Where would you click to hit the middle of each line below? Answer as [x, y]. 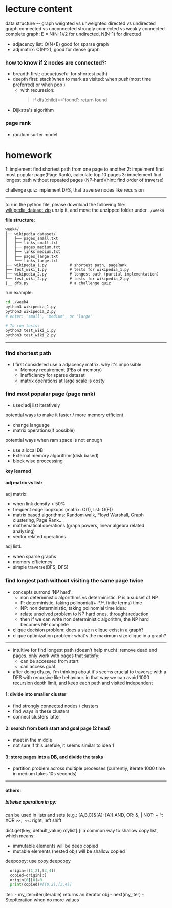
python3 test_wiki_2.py [31, 335]
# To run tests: [23, 326]
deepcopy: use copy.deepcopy [38, 861]
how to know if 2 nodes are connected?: [56, 62]
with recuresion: [37, 90]
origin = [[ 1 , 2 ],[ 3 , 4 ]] [33, 870]
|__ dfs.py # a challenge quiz [58, 283]
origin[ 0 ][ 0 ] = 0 [26, 880]
